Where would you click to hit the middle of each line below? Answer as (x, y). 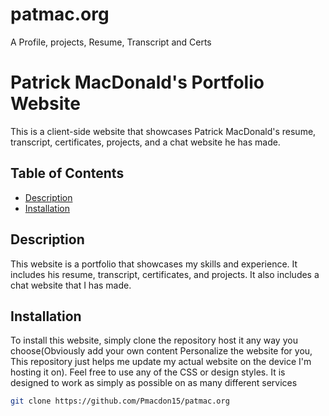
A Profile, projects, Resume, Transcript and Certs (111, 42)
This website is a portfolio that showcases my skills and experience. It (154, 264)
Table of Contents (67, 173)
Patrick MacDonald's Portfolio (137, 82)
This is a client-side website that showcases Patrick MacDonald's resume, (163, 131)
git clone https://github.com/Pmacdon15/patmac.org (120, 401)
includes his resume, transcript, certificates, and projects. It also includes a (165, 274)
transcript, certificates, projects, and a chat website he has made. (145, 142)
